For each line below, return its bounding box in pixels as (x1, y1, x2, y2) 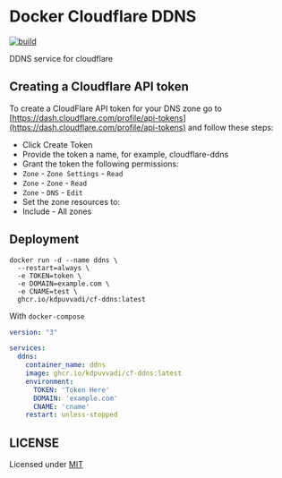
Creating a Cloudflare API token (9, 79, 190, 95)
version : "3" (9, 328, 58, 337)
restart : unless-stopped (25, 410, 118, 420)
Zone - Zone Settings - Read (21, 167, 124, 178)
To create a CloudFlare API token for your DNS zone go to (9, 103, 222, 114)
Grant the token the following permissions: (21, 158, 179, 169)
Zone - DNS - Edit (21, 186, 83, 198)
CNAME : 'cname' (32, 402, 90, 411)
